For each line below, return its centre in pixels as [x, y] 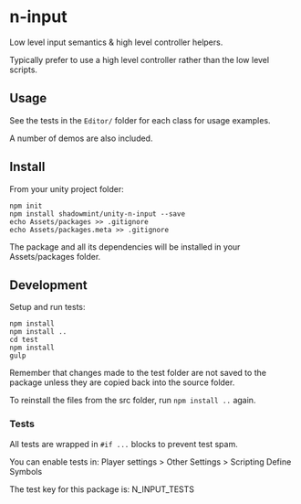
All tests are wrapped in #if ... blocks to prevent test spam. [124, 444]
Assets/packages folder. [55, 256]
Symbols [26, 471]
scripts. [24, 70]
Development [49, 285]
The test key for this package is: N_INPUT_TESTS [102, 489]
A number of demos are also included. [81, 138]
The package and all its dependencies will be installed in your [125, 247]
